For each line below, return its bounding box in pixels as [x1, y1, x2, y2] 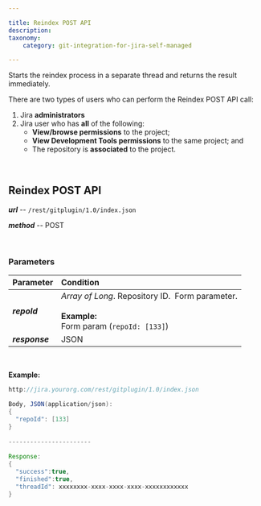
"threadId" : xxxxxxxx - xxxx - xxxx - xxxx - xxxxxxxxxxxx [15, 483, 189, 491]
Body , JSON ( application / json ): [8, 400, 113, 409]
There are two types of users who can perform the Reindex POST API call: [8, 94, 255, 105]
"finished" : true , [15, 475, 74, 483]
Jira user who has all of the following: [19, 118, 145, 129]
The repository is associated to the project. [31, 144, 177, 154]
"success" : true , [15, 468, 70, 476]
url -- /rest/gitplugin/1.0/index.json [8, 205, 137, 214]
